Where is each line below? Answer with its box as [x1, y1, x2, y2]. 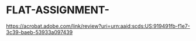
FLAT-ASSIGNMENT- [6, 3, 110, 17]
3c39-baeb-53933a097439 [6, 28, 73, 35]
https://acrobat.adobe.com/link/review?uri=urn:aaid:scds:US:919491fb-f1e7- [6, 23, 190, 29]
